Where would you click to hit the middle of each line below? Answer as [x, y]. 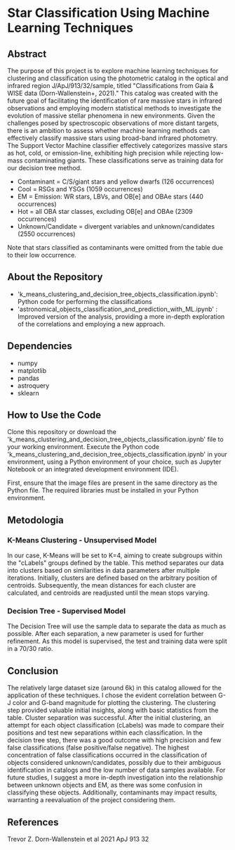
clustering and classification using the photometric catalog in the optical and [118, 78]
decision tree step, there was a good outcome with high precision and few [114, 740]
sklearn [28, 393]
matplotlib [32, 370]
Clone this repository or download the [62, 432]
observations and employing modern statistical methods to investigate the [114, 108]
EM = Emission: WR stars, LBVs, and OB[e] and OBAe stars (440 [110, 196]
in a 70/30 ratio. [30, 649]
